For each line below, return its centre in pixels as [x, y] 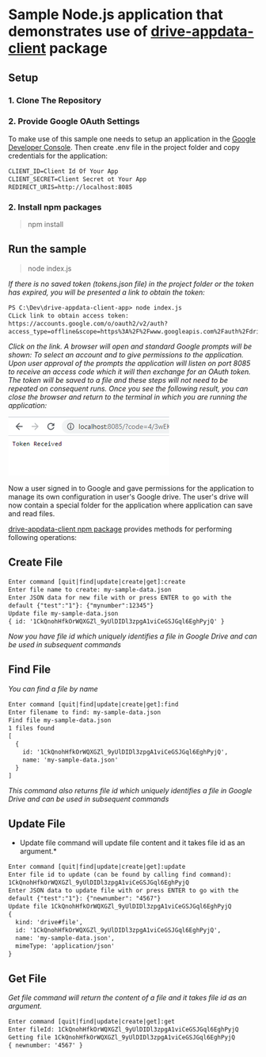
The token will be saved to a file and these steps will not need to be [118, 380]
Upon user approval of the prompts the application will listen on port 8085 [129, 363]
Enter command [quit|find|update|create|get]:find [93, 704]
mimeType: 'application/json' [65, 947]
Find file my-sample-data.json [60, 720]
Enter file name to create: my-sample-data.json [90, 589]
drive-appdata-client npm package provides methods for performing [120, 529]
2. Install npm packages [55, 206]
